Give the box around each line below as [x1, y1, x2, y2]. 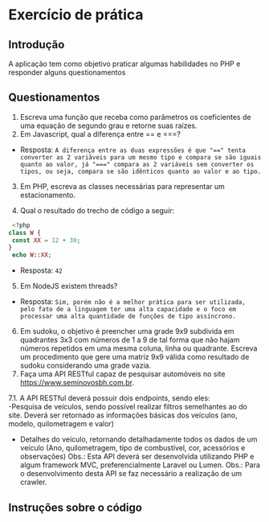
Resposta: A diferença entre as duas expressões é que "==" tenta [19, 145, 247, 154]
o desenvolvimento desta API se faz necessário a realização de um [19, 469, 243, 479]
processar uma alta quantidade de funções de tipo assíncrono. [19, 312, 237, 321]
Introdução [8, 38, 65, 51]
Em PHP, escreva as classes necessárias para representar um [19, 181, 225, 191]
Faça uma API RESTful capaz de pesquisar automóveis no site [19, 369, 226, 379]
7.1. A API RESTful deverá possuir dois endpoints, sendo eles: [8, 393, 210, 403]
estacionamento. [19, 190, 76, 199]
